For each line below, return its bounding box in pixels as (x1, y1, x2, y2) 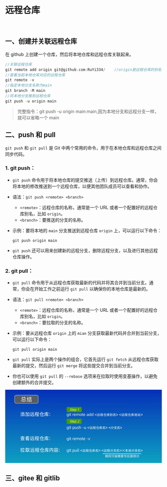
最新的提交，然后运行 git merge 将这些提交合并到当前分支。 (12, 363, 136, 369)
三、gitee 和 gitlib (5, 474, 60, 483)
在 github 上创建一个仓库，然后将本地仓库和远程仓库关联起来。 (5, 51, 134, 57)
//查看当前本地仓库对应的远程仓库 (5, 72, 66, 77)
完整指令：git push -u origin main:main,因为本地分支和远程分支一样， (17, 108, 159, 114)
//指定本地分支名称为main (5, 83, 52, 88)
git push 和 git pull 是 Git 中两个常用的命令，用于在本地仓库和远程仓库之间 (5, 145, 162, 151)
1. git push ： (5, 165, 36, 172)
